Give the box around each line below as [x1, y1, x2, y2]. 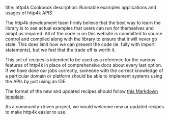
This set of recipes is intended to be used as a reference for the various [5, 57, 156, 63]
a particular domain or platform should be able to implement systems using [5, 73, 163, 79]
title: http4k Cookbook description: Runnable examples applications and [5, 5, 156, 10]
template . [5, 94, 25, 100]
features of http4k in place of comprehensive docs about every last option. [5, 62, 162, 68]
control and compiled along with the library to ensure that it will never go [5, 36, 157, 42]
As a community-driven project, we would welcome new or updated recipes [5, 104, 164, 109]
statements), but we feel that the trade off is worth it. [5, 47, 116, 53]
